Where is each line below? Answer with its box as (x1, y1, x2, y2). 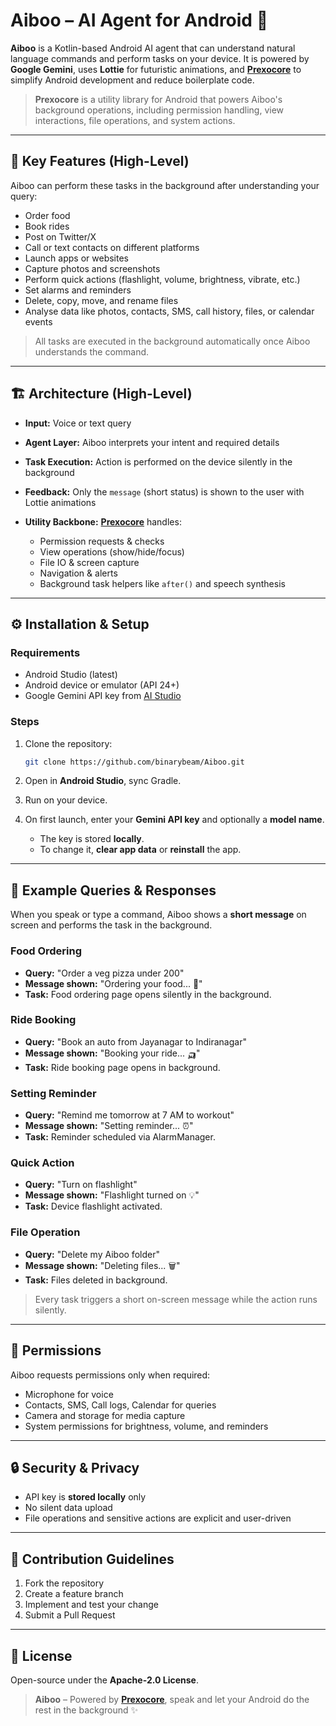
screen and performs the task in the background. (10, 919, 213, 931)
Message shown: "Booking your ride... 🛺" (24, 1047, 201, 1059)
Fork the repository (24, 1577, 105, 1589)
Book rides (24, 220, 70, 232)
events (24, 315, 53, 328)
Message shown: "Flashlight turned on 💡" (24, 1189, 200, 1201)
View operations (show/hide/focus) (39, 545, 185, 558)
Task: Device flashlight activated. (24, 1200, 163, 1213)
